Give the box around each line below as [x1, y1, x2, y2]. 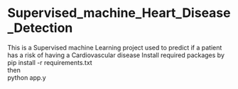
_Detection [7, 20, 73, 36]
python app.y [7, 73, 46, 82]
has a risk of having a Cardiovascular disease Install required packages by [7, 51, 225, 59]
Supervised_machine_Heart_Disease [7, 5, 231, 21]
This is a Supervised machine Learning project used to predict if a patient [7, 43, 222, 52]
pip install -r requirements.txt [7, 58, 92, 66]
